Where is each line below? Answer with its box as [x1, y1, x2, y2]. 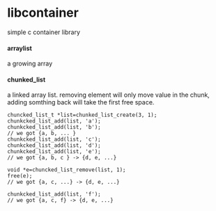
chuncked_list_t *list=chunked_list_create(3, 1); [7, 111, 157, 119]
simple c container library [7, 28, 81, 36]
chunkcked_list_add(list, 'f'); [7, 191, 101, 198]
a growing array [7, 59, 53, 68]
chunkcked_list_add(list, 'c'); [7, 136, 101, 143]
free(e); [7, 173, 33, 180]
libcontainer [7, 5, 79, 21]
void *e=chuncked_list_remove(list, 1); [7, 166, 127, 173]
